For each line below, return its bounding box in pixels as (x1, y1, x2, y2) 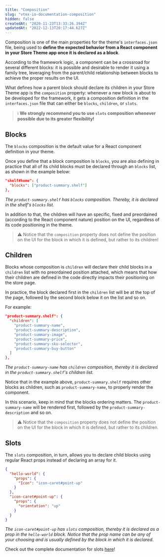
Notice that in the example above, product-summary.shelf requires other (5, 379, 151, 385)
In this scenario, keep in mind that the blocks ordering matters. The (5, 399, 142, 405)
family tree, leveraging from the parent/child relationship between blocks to (5, 70, 159, 76)
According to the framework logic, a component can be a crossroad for (5, 59, 150, 65)
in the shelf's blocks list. (5, 201, 54, 208)
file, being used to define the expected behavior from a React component (5, 45, 158, 50)
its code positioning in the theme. (5, 222, 73, 228)
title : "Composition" (5, 7, 50, 12)
